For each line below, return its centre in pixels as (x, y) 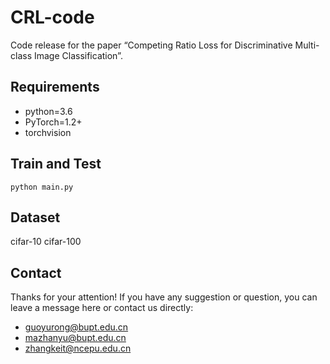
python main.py (42, 187)
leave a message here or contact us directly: (102, 308)
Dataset (35, 217)
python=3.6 (48, 111)
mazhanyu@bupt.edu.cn (75, 338)
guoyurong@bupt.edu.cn (76, 327)
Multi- (307, 45)
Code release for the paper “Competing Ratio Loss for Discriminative (151, 45)
